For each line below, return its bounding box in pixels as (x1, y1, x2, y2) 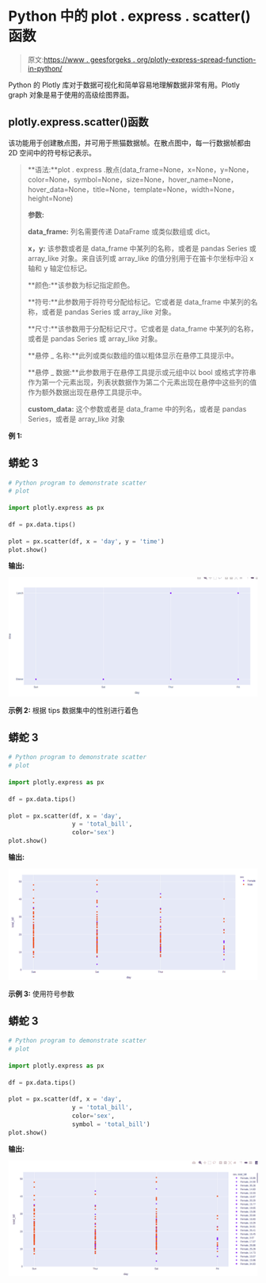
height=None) (27, 193, 74, 203)
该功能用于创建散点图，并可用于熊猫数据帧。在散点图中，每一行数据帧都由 (8, 138, 251, 147)
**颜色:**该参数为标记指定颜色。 (27, 280, 135, 289)
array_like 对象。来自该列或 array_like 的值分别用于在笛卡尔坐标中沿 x (27, 253, 254, 262)
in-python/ (27, 63, 63, 73)
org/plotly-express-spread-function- (136, 55, 256, 64)
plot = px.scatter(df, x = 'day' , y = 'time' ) (8, 537, 165, 546)
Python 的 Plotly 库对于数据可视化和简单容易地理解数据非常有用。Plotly (8, 80, 240, 90)
